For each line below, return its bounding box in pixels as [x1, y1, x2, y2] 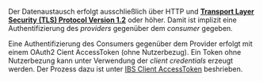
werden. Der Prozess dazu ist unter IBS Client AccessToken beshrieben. [8, 64, 243, 74]
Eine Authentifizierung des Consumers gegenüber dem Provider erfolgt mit [8, 39, 253, 48]
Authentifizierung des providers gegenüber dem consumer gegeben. [8, 24, 234, 33]
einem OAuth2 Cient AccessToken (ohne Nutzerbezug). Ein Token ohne [8, 48, 242, 56]
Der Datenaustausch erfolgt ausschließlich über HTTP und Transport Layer [8, 7, 255, 16]
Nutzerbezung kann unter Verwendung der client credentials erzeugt [8, 56, 234, 65]
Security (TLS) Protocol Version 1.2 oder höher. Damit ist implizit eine [8, 15, 238, 25]
